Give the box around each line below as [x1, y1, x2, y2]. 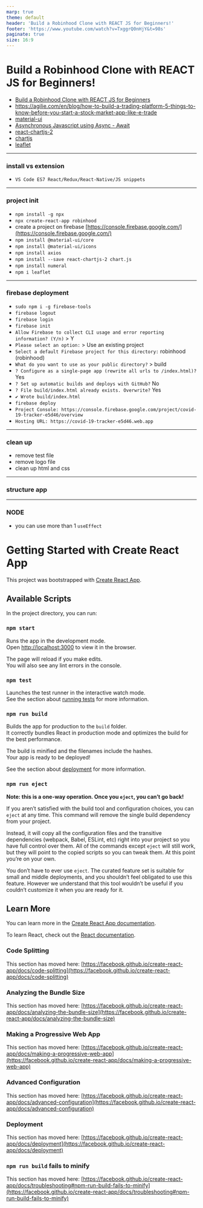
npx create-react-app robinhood [14, 217, 97, 224]
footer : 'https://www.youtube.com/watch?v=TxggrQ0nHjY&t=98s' [6, 25, 166, 32]
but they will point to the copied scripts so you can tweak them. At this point [6, 848, 195, 856]
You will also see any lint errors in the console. [6, 661, 122, 669]
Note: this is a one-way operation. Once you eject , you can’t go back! [6, 793, 184, 800]
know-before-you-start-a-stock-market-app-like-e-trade [14, 108, 157, 116]
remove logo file [14, 458, 56, 466]
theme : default [6, 15, 45, 21]
